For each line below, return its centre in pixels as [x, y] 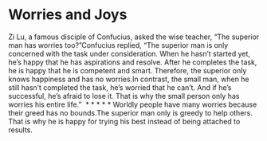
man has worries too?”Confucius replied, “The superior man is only [118, 45]
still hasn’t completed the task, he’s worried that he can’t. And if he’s [120, 87]
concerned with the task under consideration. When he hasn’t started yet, [130, 53]
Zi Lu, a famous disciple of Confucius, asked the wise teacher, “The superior [134, 37]
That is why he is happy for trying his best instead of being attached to [124, 121]
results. [21, 130]
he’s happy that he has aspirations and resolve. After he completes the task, [133, 62]
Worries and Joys [68, 15]
